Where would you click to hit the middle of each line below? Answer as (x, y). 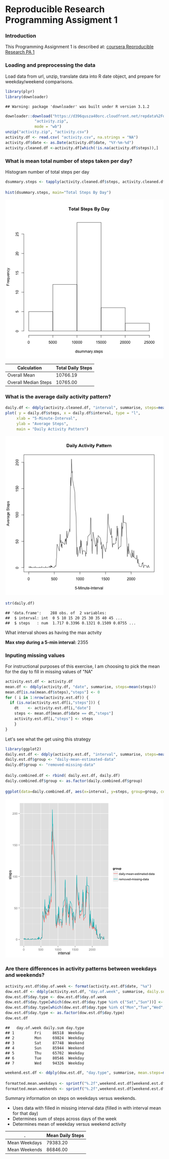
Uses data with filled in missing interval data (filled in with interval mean (87, 1108)
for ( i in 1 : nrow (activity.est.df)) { (47, 698)
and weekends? (25, 975)
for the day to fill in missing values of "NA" (49, 671)
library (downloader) (27, 97)
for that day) (25, 1114)
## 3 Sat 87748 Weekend (45, 1043)
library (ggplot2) (23, 749)
